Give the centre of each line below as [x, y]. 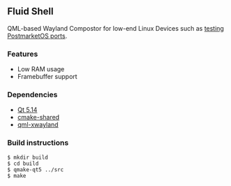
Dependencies [32, 95]
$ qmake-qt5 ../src [36, 170]
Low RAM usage [41, 69]
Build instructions [38, 143]
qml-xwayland [38, 124]
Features [23, 54]
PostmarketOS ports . [37, 36]
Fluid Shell [30, 12]
